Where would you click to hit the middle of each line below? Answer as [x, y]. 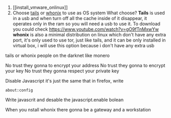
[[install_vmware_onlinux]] [40, 7]
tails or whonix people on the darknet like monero [58, 55]
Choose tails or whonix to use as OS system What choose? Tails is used [89, 13]
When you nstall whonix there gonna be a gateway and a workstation [78, 110]
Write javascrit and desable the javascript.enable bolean [65, 100]
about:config [19, 90]
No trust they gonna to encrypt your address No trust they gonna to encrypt [85, 65]
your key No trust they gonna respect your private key [62, 71]
